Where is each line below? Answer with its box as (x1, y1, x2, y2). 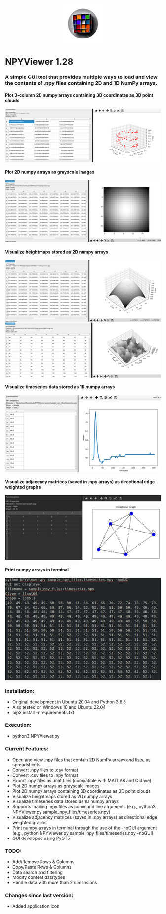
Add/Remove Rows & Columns (12, 859, 75, 865)
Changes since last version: (5, 892, 74, 899)
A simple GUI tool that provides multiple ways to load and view (5, 74, 158, 80)
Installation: (5, 687, 35, 694)
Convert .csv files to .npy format (12, 772, 78, 778)
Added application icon (12, 903, 60, 909)
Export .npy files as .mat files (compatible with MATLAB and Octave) (12, 777, 152, 783)
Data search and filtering (12, 869, 63, 875)
